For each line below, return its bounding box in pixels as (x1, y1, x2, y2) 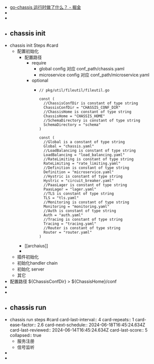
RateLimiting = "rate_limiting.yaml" (43, 161, 121, 166)
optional (31, 77, 49, 83)
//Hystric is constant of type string (43, 174, 123, 179)
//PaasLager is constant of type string (43, 182, 128, 187)
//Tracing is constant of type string (43, 217, 123, 222)
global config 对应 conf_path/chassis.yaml (39, 65, 125, 71)
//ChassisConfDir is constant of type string (43, 100, 138, 106)
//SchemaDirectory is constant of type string (43, 118, 141, 123)
